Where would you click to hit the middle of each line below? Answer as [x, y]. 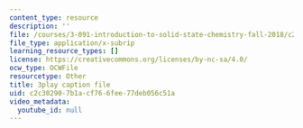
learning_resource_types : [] [64, 51]
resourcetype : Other [48, 77]
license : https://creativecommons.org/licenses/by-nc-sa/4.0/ [129, 59]
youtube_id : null [50, 110]
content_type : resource [54, 18]
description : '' [40, 26]
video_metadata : [40, 101]
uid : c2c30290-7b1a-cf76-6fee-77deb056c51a [92, 93]
